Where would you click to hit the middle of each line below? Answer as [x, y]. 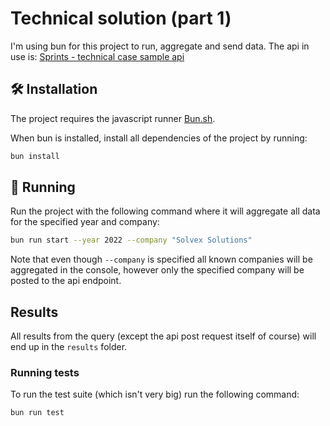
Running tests [45, 373]
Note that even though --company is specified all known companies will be [161, 259]
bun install [35, 156]
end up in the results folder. [69, 347]
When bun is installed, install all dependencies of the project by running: [159, 138]
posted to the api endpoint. [66, 281]
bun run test [37, 413]
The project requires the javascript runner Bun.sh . [113, 118]
